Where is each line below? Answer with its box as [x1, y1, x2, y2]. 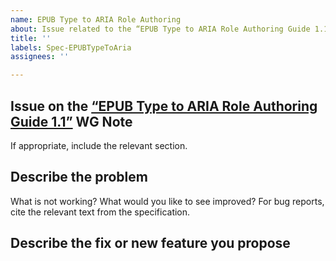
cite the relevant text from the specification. [10, 206, 191, 218]
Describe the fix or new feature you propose [10, 235, 291, 252]
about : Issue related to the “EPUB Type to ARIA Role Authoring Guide [10, 24, 311, 34]
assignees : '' [10, 52, 70, 62]
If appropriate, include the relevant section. [10, 139, 188, 151]
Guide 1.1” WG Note [10, 113, 133, 130]
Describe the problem [10, 169, 148, 186]
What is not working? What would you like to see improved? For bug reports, [10, 195, 325, 207]
